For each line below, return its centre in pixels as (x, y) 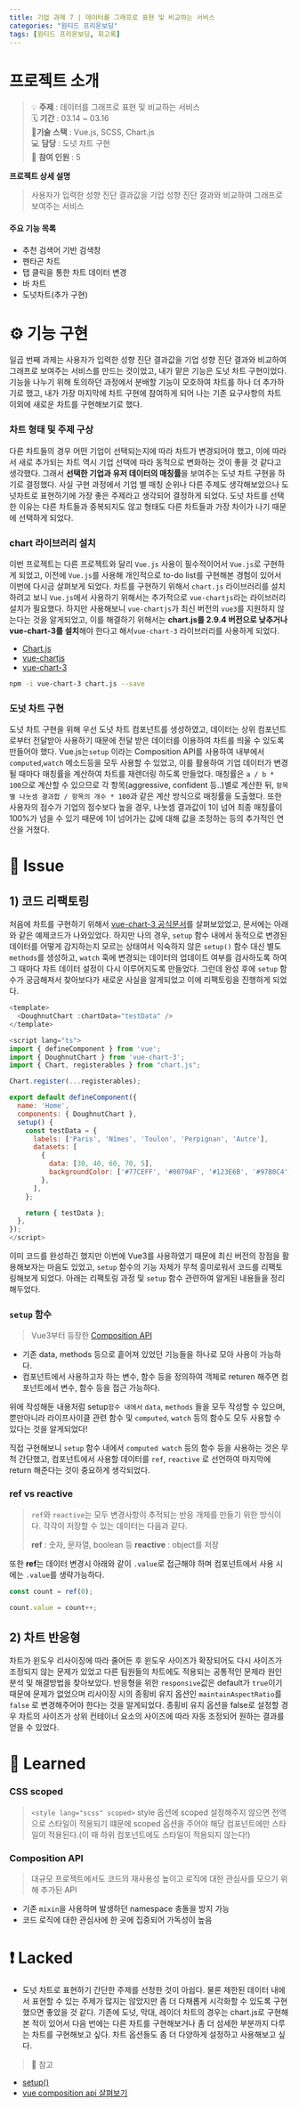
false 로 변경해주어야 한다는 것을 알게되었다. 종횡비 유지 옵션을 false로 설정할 (144, 1705)
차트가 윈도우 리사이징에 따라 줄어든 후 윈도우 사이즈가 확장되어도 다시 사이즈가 (146, 1661)
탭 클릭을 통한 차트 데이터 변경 (74, 272)
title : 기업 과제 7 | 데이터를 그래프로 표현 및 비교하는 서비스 (112, 17)
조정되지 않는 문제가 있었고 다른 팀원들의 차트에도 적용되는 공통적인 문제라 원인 (146, 1672)
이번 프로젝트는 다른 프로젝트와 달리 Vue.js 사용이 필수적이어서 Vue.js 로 (135, 564)
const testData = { (61, 1131)
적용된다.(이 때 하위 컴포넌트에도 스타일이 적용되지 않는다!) (149, 1834)
